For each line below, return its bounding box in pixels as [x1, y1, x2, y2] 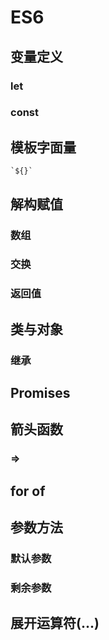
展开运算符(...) [10, 615, 100, 632]
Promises [10, 385, 71, 402]
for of [10, 482, 46, 500]
